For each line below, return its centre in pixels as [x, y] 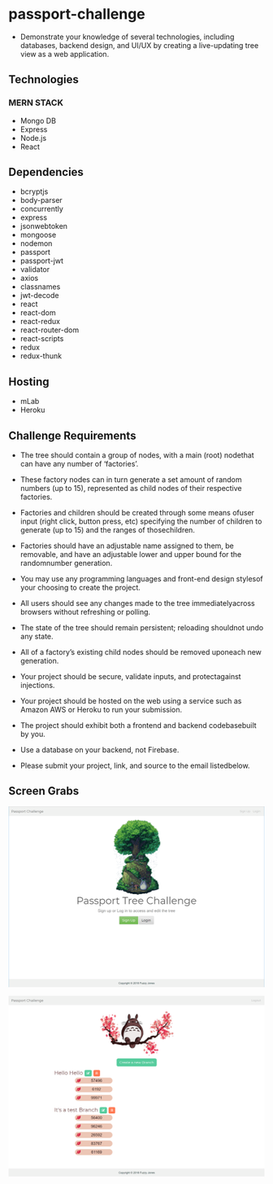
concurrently [41, 209]
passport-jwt [41, 261]
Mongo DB [38, 121]
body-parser [41, 200]
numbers [35, 489]
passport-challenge [77, 14]
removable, [39, 555]
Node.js [33, 138]
